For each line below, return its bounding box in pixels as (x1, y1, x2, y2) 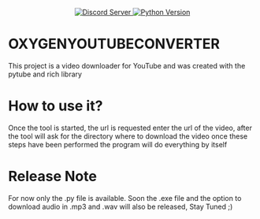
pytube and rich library (8, 69, 83, 79)
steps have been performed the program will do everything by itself (8, 139, 228, 149)
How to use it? (8, 97, 103, 115)
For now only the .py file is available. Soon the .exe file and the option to (8, 193, 242, 202)
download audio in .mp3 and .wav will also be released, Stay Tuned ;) (8, 202, 233, 211)
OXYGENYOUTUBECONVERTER (8, 35, 221, 53)
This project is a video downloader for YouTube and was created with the (8, 61, 246, 70)
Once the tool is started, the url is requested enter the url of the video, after (8, 123, 252, 132)
